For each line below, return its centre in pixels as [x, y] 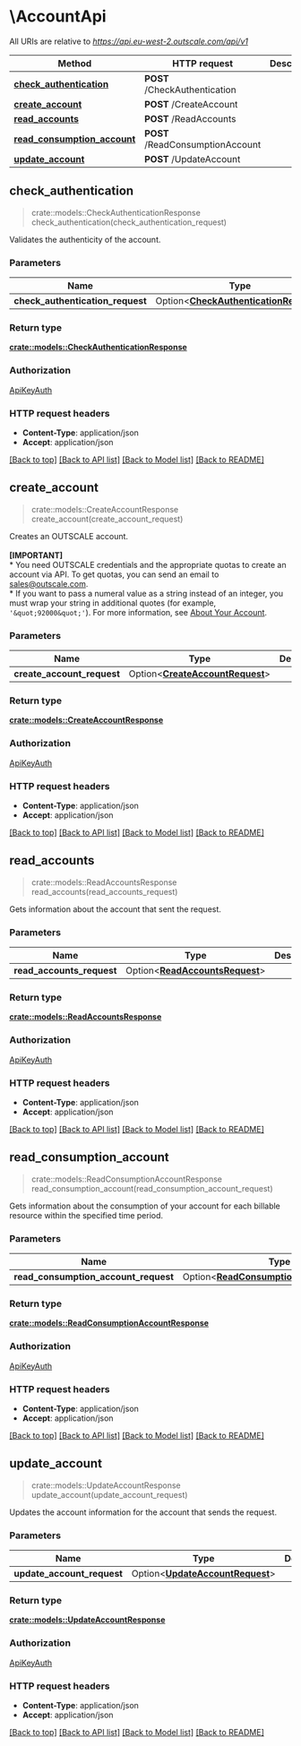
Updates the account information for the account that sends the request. [143, 1512]
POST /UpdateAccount [193, 159]
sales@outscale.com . [49, 583]
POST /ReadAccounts [190, 118]
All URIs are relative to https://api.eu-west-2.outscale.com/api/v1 [129, 41]
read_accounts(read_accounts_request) [104, 891]
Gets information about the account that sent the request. [116, 909]
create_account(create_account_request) [107, 519]
